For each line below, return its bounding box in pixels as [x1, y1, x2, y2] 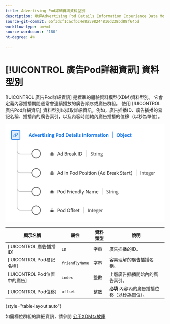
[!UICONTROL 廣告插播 [7, 243, 56, 249]
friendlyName [61, 260, 90, 266]
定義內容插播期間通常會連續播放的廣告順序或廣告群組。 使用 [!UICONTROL [5, 100, 161, 106]
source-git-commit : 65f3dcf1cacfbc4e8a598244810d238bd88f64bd [5, 19, 139, 24]
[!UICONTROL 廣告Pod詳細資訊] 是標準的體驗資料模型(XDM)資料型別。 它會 [5, 94, 163, 100]
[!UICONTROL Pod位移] [7, 288, 57, 295]
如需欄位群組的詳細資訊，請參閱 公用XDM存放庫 [5, 313, 106, 320]
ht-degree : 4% [5, 35, 35, 40]
